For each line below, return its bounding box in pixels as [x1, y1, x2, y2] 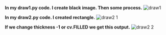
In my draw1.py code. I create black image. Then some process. [5, 5, 143, 10]
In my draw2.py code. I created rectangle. [5, 14, 96, 20]
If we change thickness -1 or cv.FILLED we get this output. [5, 24, 131, 30]
